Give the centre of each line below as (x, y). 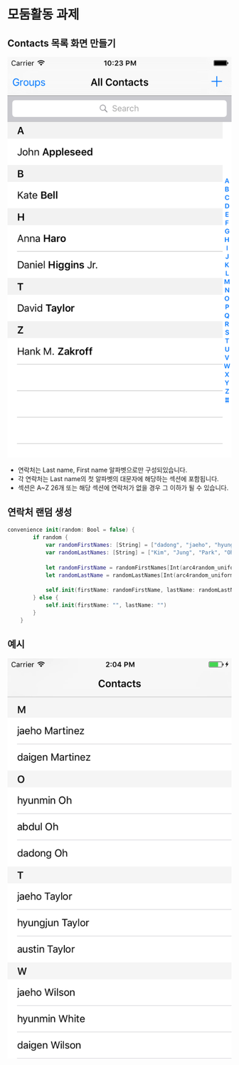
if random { (51, 537)
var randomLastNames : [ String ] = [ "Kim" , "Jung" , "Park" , (133, 552)
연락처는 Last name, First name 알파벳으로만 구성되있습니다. (102, 470)
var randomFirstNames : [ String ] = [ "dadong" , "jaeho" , (128, 545)
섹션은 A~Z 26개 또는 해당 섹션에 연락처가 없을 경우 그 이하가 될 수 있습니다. (123, 488)
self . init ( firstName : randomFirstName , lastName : (120, 590)
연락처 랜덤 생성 (40, 512)
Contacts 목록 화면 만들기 (62, 43)
